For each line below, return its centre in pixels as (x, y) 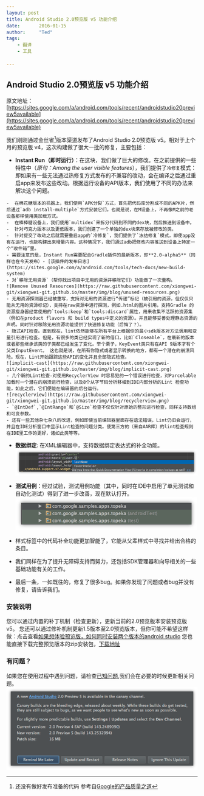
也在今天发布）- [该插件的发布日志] (50, 262)
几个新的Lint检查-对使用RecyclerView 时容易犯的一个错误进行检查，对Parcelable (104, 376)
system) (16, 274)
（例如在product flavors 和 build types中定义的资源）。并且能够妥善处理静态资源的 (102, 319)
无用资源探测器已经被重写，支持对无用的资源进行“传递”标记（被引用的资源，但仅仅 (100, 299)
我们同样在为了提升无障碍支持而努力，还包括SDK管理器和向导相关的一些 (106, 561)
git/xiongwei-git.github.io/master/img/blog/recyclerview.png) (88, 401)
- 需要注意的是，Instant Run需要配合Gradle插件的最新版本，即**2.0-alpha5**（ (99, 255)
